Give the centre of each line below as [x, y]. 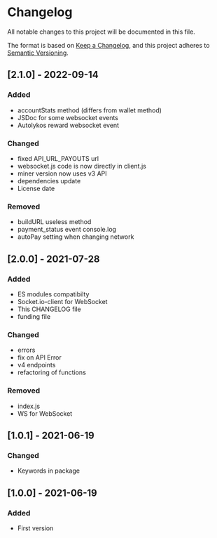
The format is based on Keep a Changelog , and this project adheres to [108, 45]
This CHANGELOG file [49, 309]
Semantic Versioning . [38, 53]
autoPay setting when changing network [76, 237]
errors [26, 350]
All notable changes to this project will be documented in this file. [101, 32]
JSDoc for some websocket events [68, 117]
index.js [29, 406]
